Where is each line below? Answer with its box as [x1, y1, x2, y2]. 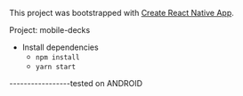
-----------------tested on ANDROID [9, 78, 143, 88]
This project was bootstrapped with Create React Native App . [9, 8, 234, 18]
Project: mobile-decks [9, 25, 91, 35]
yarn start [35, 62, 77, 71]
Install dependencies [21, 42, 100, 52]
